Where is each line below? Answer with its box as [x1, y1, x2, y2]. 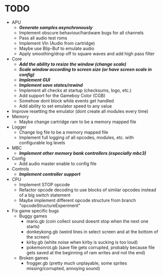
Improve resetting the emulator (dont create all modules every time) [11, 108, 149, 114]
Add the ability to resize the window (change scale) [19, 61, 127, 67]
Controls [11, 166, 29, 172]
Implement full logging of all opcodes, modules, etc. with [19, 134, 134, 140]
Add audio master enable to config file [19, 161, 97, 167]
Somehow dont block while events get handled [19, 98, 114, 103]
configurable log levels [19, 139, 66, 145]
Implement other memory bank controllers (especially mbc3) [19, 150, 147, 156]
